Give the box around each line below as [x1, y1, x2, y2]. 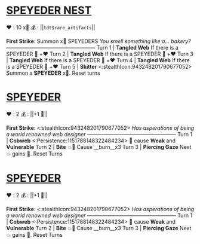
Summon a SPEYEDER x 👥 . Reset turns [6, 69, 100, 77]
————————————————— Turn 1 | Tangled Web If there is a [6, 44, 179, 51]
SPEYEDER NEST [6, 4, 92, 17]
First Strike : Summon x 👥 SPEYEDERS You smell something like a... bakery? [6, 37, 191, 45]
